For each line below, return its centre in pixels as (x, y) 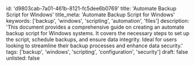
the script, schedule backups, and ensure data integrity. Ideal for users (92, 39)
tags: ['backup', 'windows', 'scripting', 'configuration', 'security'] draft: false (97, 52)
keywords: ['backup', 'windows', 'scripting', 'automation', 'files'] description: (97, 21)
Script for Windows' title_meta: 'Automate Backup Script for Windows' (90, 15)
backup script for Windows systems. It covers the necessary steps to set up (98, 33)
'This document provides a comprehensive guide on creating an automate (95, 27)
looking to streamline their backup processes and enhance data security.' (95, 46)
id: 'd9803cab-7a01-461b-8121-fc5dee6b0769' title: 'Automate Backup (91, 8)
